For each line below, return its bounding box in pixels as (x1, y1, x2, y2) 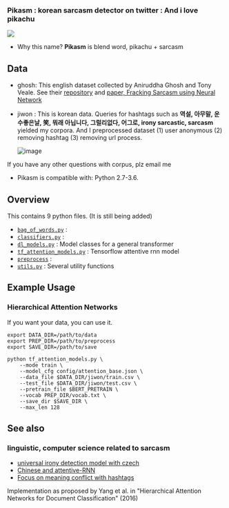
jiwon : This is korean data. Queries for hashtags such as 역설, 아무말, (17, 110, 213, 119)
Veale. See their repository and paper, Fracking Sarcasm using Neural (17, 88, 216, 96)
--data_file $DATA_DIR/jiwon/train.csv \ (19, 374, 140, 380)
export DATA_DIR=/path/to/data (7, 332, 97, 338)
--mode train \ (19, 361, 63, 369)
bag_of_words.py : (17, 225, 68, 233)
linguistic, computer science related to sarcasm (7, 443, 170, 453)
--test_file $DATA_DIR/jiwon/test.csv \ (19, 380, 137, 387)
